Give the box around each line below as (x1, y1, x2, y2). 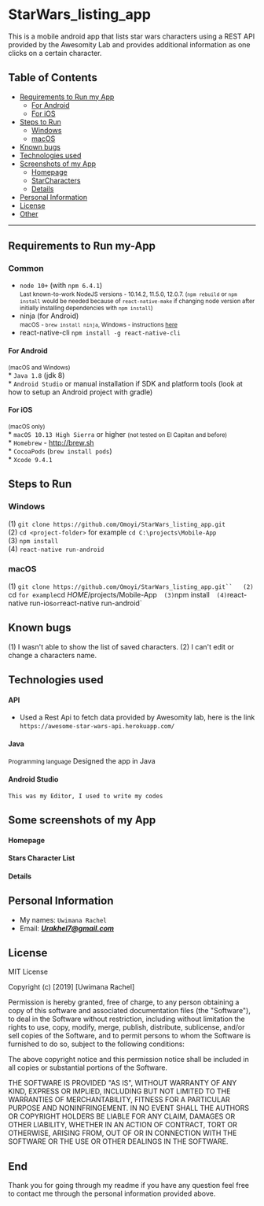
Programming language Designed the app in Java (8, 757, 156, 766)
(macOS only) (8, 423, 46, 431)
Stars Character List (8, 853, 75, 863)
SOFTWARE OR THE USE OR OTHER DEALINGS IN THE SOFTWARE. (8, 1137, 229, 1146)
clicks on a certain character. (8, 48, 102, 57)
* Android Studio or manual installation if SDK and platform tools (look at (8, 379, 244, 388)
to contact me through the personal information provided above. (8, 1189, 216, 1198)
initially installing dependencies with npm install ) (19, 305, 153, 313)
